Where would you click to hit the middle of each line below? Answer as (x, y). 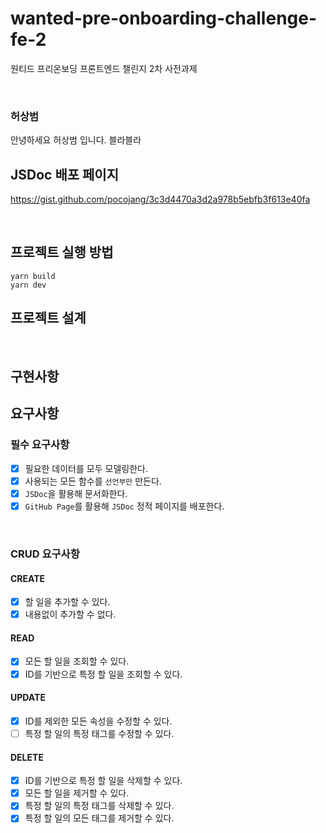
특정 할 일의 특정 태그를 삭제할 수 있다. (99, 806)
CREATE (28, 578)
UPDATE (28, 698)
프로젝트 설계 (48, 318)
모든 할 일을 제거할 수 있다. (77, 793)
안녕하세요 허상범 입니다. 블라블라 (76, 140)
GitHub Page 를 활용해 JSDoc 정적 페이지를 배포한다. (124, 506)
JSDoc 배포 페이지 (64, 174)
